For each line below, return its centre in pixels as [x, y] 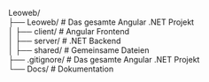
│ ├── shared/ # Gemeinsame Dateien [79, 50]
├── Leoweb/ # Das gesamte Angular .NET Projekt [101, 22]
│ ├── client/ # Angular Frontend [69, 31]
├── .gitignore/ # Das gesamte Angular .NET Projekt [104, 60]
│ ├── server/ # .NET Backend [65, 41]
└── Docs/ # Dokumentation [61, 69]
